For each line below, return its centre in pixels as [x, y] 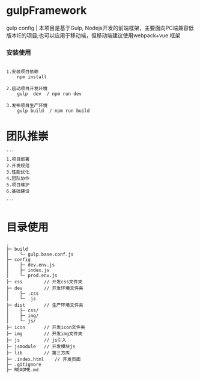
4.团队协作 [18, 179]
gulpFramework [47, 11]
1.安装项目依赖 [23, 72]
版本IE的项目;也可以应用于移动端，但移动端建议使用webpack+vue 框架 [93, 35]
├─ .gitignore [24, 365]
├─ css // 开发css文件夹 [44, 282]
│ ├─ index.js [28, 270]
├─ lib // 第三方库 [38, 353]
